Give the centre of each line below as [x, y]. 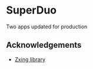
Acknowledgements [44, 45]
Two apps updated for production [47, 27]
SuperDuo [31, 10]
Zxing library [30, 59]
